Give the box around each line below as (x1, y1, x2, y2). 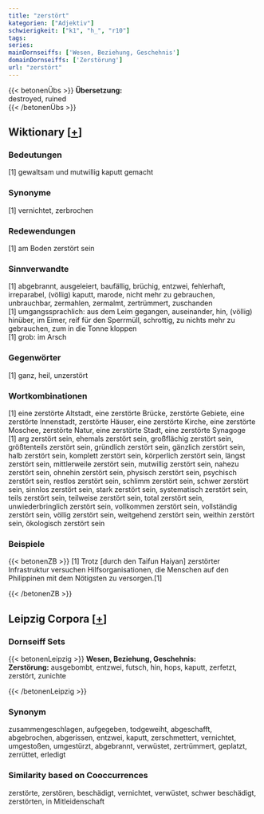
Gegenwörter (8, 352, 61, 364)
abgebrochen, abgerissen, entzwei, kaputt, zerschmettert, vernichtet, (8, 733, 237, 742)
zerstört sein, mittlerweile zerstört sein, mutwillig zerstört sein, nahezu (8, 459, 239, 469)
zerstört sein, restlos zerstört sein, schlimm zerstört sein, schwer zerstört (8, 476, 249, 486)
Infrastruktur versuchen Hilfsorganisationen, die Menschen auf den (8, 565, 229, 575)
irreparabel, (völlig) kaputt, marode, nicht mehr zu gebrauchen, (8, 290, 215, 300)
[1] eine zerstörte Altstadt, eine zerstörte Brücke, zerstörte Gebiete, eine (8, 408, 245, 418)
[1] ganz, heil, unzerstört (8, 370, 89, 379)
